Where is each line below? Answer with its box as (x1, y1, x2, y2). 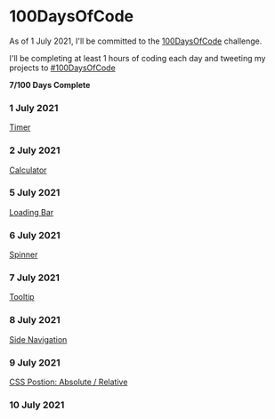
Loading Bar (9, 206, 54, 217)
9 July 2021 (9, 356, 61, 368)
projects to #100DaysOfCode (9, 62, 116, 73)
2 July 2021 (9, 144, 61, 157)
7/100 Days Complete (9, 79, 91, 90)
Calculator (9, 165, 47, 175)
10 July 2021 (9, 399, 65, 411)
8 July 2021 (9, 314, 61, 326)
